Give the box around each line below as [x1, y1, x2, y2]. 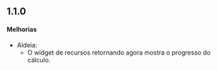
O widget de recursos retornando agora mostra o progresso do [27, 48, 211, 57]
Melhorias [6, 24, 37, 34]
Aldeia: [16, 41, 37, 49]
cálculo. [27, 55, 51, 64]
